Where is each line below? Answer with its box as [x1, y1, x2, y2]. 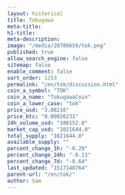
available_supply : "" [7, 139, 70, 146]
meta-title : [7, 23, 41, 30]
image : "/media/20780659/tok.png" [7, 42, 107, 49]
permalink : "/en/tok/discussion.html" [7, 81, 119, 88]
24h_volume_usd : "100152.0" [7, 119, 88, 127]
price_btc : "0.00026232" [7, 113, 79, 120]
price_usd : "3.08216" [7, 106, 70, 113]
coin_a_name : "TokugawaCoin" [7, 94, 91, 101]
